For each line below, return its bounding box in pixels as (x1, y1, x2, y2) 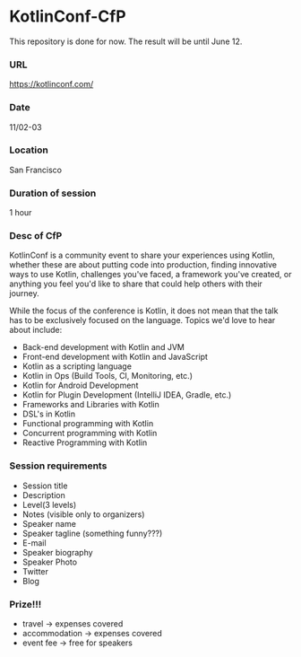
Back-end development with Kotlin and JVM (21, 342, 185, 353)
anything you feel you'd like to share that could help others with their (9, 278, 262, 289)
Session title (21, 480, 68, 491)
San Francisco (9, 164, 63, 175)
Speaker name (21, 518, 76, 529)
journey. (9, 288, 39, 299)
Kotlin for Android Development (21, 380, 139, 391)
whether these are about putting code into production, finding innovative (9, 259, 278, 270)
